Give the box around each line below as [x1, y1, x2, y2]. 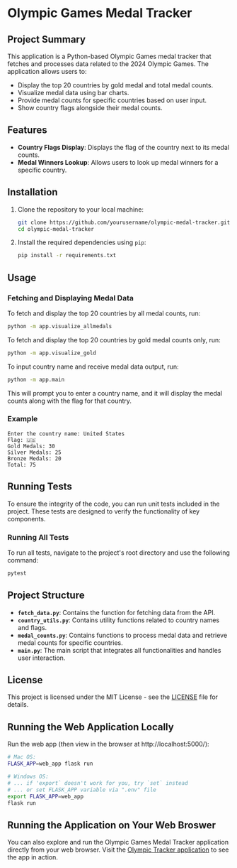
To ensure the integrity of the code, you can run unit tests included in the [7, 499, 220, 508]
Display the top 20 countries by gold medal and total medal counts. [17, 81, 214, 89]
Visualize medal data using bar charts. [17, 89, 129, 97]
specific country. [17, 166, 67, 174]
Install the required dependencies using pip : [17, 238, 146, 246]
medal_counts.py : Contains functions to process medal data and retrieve [17, 631, 228, 639]
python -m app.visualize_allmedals [7, 322, 112, 330]
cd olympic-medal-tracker [17, 225, 94, 232]
